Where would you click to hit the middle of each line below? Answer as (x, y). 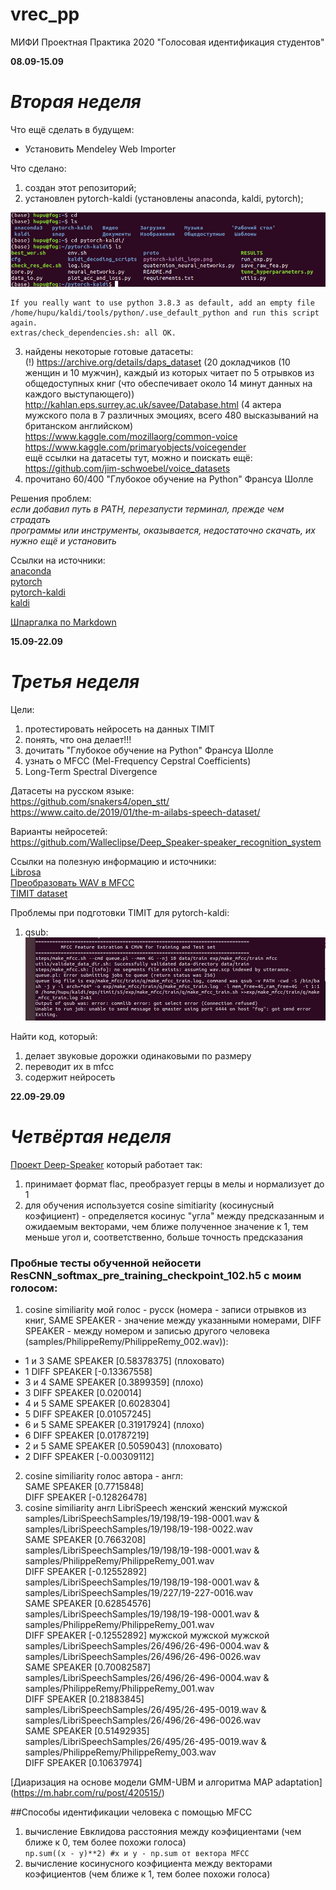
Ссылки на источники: (58, 560)
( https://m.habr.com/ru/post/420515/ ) (87, 1793)
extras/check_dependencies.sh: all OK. (93, 333)
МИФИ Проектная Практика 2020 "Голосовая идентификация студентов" (167, 42)
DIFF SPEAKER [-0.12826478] (86, 1497)
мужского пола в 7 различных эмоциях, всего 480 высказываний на (171, 415)
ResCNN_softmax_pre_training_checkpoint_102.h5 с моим (156, 1275)
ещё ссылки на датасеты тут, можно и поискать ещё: (138, 458)
